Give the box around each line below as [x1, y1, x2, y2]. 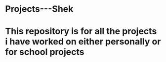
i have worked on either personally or [5, 36, 161, 47]
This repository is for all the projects [5, 26, 157, 37]
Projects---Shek [5, 3, 74, 15]
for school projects [5, 46, 84, 58]
